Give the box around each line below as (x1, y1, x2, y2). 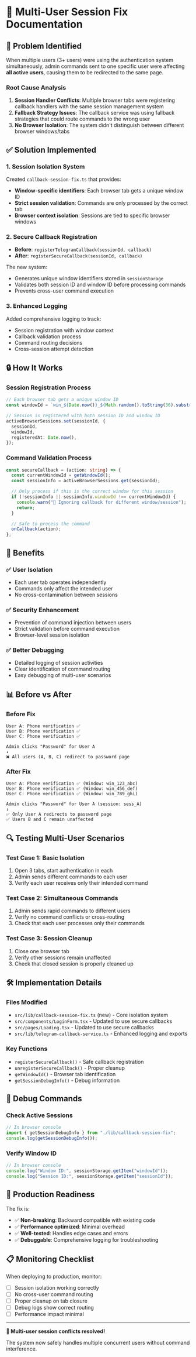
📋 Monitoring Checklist (6, 1255, 94, 1265)
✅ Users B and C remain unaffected (6, 816, 94, 823)
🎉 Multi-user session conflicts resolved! (6, 1328, 106, 1335)
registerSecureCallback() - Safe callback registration (14, 1058, 144, 1065)
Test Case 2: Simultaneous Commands (6, 894, 118, 902)
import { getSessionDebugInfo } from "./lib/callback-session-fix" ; (6, 1130, 176, 1136)
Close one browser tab (14, 947, 70, 954)
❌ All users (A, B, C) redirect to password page (6, 754, 130, 760)
